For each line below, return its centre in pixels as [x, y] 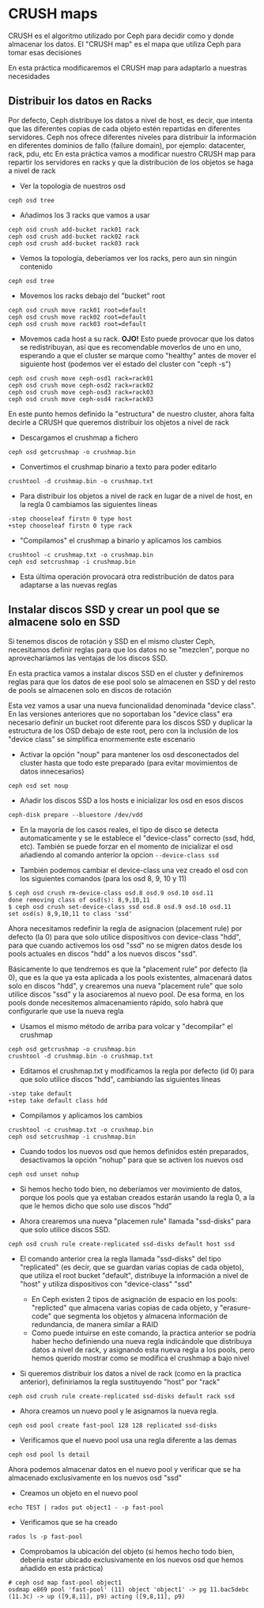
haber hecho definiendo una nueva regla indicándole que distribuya [141, 1341]
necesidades [29, 76]
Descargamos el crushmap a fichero [79, 437]
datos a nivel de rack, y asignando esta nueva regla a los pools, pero [143, 1349]
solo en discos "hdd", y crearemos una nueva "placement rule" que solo [126, 986]
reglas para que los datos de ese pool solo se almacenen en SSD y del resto [132, 682]
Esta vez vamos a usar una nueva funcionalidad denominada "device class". [132, 706]
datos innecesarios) [52, 771]
